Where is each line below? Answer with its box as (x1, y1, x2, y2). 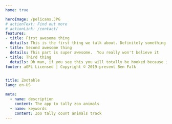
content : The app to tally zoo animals (14, 101, 100, 106)
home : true (5, 7, 29, 13)
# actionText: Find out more (5, 21, 68, 27)
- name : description (10, 96, 54, 102)
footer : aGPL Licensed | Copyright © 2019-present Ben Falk (5, 64, 137, 69)
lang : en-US (5, 83, 31, 88)
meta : (5, 92, 17, 97)
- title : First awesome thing (5, 36, 70, 41)
